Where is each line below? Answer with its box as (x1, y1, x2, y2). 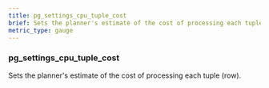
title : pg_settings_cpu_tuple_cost (8, 11, 127, 20)
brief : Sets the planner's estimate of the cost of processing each (8, 19, 242, 27)
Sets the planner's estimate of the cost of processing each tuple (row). (8, 71, 242, 80)
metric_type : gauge (8, 26, 74, 34)
